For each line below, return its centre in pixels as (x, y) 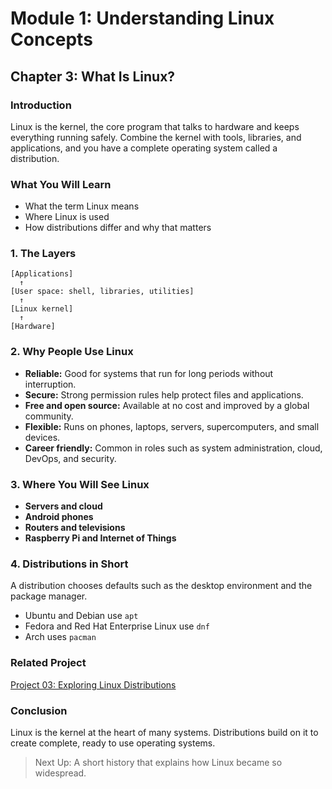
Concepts (51, 39)
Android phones (59, 517)
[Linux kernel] (42, 309)
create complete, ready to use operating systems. (113, 743)
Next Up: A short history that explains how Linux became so (158, 762)
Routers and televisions (75, 528)
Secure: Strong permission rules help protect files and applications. (164, 394)
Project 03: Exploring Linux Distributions (93, 684)
